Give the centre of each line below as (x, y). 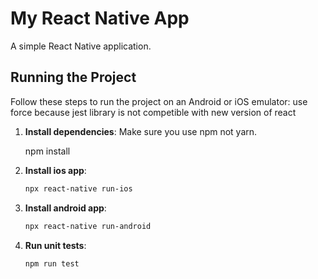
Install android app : (65, 208)
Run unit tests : (55, 245)
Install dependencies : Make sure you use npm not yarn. (141, 131)
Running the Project (73, 77)
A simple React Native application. (81, 46)
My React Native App (100, 18)
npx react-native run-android (88, 226)
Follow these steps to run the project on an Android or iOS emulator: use (159, 101)
